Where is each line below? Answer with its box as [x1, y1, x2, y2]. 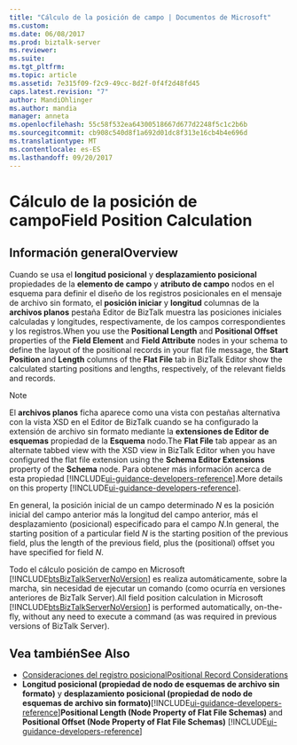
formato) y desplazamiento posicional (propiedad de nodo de [21, 688, 253, 699]
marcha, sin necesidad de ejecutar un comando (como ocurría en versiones [9, 583, 286, 593]
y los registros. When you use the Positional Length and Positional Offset [9, 325, 278, 336]
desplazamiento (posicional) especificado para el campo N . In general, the [9, 518, 279, 529]
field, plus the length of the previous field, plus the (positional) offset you [9, 537, 275, 548]
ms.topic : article [9, 71, 77, 80]
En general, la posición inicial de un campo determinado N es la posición [9, 499, 275, 510]
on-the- [254, 601, 283, 612]
